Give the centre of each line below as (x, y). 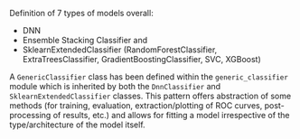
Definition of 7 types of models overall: (81, 13)
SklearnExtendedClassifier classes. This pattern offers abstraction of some (150, 96)
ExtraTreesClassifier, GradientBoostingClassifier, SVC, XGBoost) (142, 59)
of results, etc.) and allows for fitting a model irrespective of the (172, 115)
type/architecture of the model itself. (78, 125)
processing (30, 115)
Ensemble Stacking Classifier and (85, 40)
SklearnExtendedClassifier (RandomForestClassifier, (120, 50)
